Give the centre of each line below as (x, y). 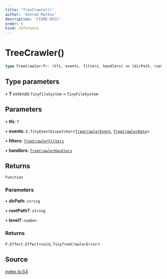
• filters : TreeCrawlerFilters (35, 140)
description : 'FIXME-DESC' (33, 19)
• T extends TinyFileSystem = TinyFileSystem (52, 94)
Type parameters (32, 82)
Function (14, 177)
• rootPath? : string (25, 210)
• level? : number (21, 220)
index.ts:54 (17, 272)
